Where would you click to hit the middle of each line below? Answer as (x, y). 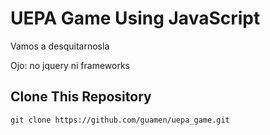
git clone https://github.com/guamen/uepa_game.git (120, 120)
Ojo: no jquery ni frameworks (70, 65)
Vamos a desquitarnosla (60, 46)
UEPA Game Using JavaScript (135, 18)
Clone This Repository (81, 97)
